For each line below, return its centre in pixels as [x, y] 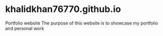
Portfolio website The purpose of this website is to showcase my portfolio [82, 23]
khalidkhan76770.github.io [63, 9]
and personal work [25, 28]
